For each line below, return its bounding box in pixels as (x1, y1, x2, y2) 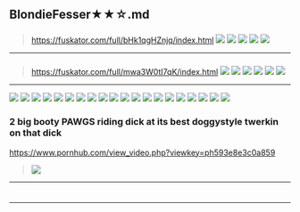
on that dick (9, 126, 62, 139)
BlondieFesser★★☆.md (9, 7, 150, 22)
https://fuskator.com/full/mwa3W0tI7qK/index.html (30, 67, 219, 77)
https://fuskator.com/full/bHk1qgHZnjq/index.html (30, 35, 214, 45)
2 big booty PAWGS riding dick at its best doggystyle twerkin (9, 116, 279, 128)
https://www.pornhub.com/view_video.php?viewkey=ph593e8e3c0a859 (9, 147, 276, 158)
